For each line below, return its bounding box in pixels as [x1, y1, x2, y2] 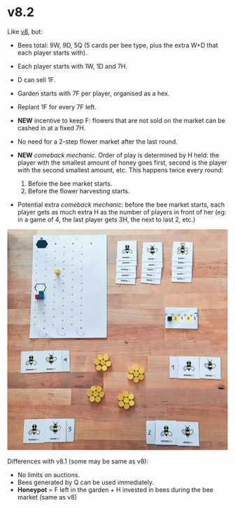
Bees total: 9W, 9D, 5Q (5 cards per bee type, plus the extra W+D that [17, 41, 218, 49]
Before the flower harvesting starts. [27, 186, 131, 195]
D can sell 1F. [17, 75, 56, 84]
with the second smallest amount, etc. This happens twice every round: [17, 165, 224, 174]
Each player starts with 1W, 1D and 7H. [17, 62, 128, 70]
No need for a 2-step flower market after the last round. [17, 137, 178, 146]
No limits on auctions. [17, 470, 80, 479]
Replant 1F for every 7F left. [17, 102, 97, 111]
